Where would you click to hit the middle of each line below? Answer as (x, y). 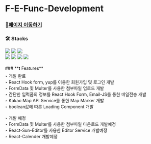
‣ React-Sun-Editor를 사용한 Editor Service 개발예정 (56, 130)
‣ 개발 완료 (15, 76)
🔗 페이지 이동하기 (24, 25)
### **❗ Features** (24, 68)
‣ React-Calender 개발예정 (31, 137)
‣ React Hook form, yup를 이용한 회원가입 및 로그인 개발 (60, 82)
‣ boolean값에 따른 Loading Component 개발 (50, 107)
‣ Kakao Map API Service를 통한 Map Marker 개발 (55, 101)
